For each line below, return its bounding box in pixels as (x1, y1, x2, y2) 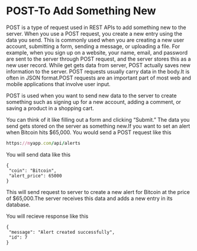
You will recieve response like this (6, 212, 89, 220)
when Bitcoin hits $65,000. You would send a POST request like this (6, 129, 172, 136)
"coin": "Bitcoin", (8, 167, 57, 173)
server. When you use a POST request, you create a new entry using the (6, 30, 182, 37)
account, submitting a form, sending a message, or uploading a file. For (6, 43, 180, 50)
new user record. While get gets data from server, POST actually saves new (6, 61, 190, 69)
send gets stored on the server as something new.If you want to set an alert (6, 122, 190, 129)
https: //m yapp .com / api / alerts (6, 140, 81, 146)
